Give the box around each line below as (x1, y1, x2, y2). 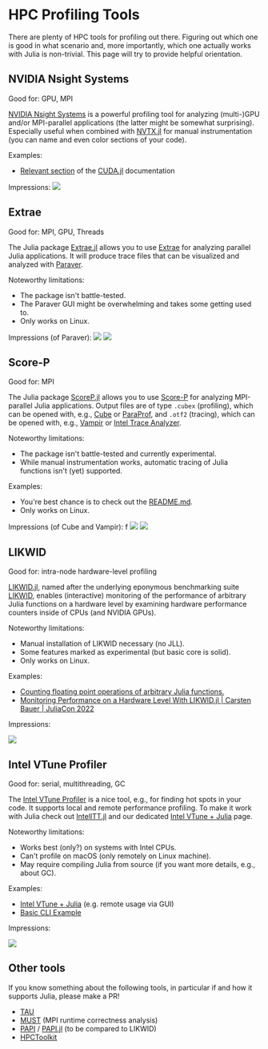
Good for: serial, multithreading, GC (8, 779, 126, 789)
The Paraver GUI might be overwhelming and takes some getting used (19, 299, 252, 309)
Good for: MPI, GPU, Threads (8, 227, 105, 236)
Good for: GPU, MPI (8, 94, 74, 103)
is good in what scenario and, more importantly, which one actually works (8, 40, 252, 50)
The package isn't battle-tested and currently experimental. (19, 449, 217, 458)
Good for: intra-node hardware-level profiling (8, 567, 158, 576)
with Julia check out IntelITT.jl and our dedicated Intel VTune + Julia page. (8, 812, 253, 821)
